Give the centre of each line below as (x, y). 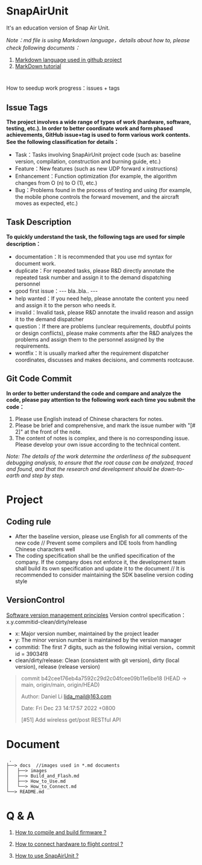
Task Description (39, 222)
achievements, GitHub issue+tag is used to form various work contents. (98, 134)
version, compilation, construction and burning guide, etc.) (88, 161)
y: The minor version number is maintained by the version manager (98, 640)
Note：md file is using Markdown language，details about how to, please (98, 40)
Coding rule (29, 522)
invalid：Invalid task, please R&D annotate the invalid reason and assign (104, 312)
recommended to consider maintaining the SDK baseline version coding (104, 575)
